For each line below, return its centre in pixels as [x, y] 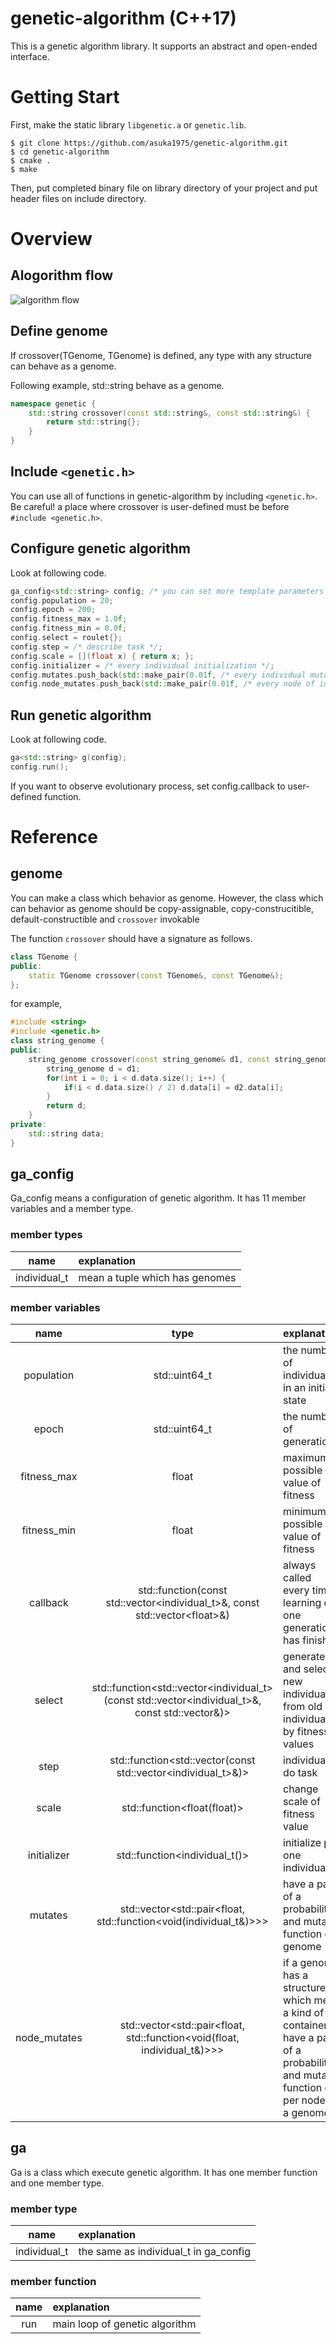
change [301, 1789]
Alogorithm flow [62, 275]
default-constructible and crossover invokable [105, 919]
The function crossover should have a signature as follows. [131, 938]
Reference [54, 837]
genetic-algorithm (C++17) [123, 18]
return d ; [66, 1106]
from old [303, 1707]
